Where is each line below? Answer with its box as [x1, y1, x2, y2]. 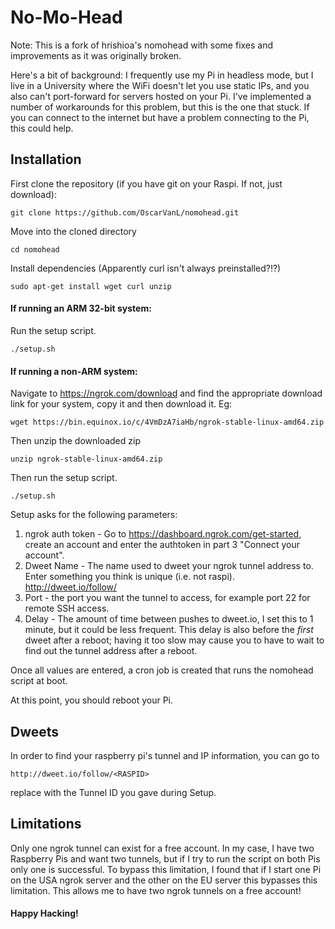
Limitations [10, 816, 82, 833]
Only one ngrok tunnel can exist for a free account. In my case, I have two [10, 842, 315, 854]
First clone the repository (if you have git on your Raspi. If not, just [10, 177, 283, 190]
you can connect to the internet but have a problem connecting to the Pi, [10, 111, 310, 123]
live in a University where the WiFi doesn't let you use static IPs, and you [10, 79, 310, 91]
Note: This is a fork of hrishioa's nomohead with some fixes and [10, 39, 274, 51]
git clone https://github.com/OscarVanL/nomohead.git [10, 207, 240, 218]
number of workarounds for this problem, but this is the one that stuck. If [10, 101, 310, 113]
